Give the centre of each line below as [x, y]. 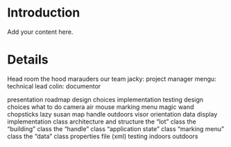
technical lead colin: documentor [54, 86]
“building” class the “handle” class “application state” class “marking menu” [115, 128]
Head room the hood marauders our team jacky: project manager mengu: [112, 79]
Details [28, 60]
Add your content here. [40, 32]
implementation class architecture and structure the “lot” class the [102, 121]
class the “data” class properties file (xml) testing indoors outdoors [103, 136]
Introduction [44, 13]
